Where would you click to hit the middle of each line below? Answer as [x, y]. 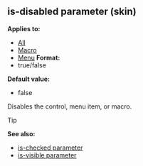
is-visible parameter [47, 155]
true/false [32, 65]
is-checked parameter [50, 148]
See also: [21, 133]
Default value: [28, 79]
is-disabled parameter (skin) [72, 12]
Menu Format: [39, 57]
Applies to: [24, 28]
